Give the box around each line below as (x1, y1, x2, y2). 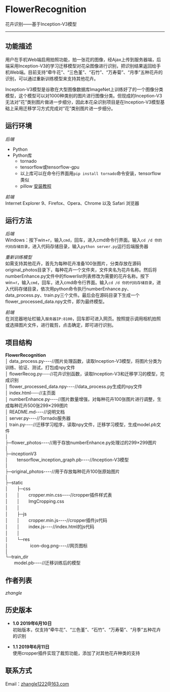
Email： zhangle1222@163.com (5, 681, 69, 687)
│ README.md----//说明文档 (5, 409, 65, 415)
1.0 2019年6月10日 (12, 620, 52, 626)
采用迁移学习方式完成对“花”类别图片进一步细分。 (14, 105, 116, 111)
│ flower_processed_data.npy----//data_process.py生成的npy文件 (5, 384, 143, 390)
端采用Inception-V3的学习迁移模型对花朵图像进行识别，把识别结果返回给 (5, 62, 157, 69)
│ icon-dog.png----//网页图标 (5, 543, 88, 549)
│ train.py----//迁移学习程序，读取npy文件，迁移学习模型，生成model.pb (5, 422, 157, 428)
